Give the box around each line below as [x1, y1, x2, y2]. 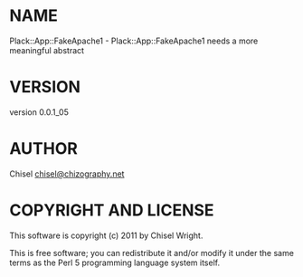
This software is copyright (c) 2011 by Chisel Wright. [9, 230, 204, 241]
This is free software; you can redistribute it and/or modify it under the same [9, 247, 294, 258]
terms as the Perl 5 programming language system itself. [9, 257, 220, 268]
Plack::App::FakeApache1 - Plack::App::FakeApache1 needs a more [9, 35, 259, 46]
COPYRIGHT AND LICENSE [9, 200, 214, 220]
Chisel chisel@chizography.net [9, 168, 125, 179]
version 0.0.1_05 [9, 106, 70, 118]
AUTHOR [9, 138, 79, 159]
